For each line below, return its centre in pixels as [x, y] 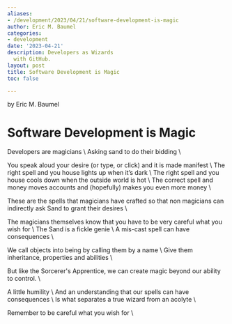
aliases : [20, 14]
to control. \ [24, 279]
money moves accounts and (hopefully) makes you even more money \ [109, 187]
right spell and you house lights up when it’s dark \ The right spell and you [113, 173]
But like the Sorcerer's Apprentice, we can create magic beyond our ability [114, 271]
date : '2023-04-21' [36, 46]
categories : [24, 33]
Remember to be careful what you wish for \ [70, 313]
